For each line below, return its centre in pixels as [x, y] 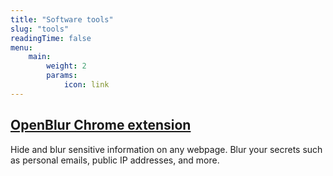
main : [40, 57]
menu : [21, 47]
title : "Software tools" [62, 19]
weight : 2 [66, 66]
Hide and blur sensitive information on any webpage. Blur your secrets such [166, 149]
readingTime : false [51, 38]
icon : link [86, 85]
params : [62, 76]
